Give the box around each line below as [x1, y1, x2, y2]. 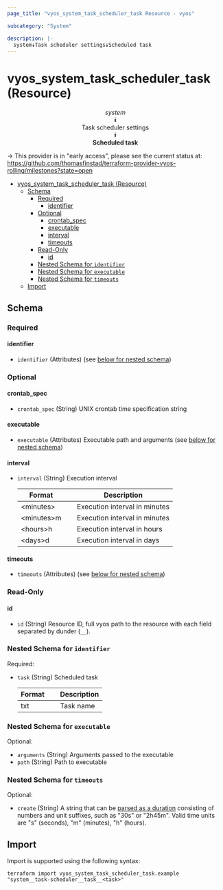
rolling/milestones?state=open [7, 167, 93, 175]
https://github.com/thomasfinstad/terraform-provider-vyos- [7, 159, 176, 167]
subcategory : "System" [7, 22, 72, 30]
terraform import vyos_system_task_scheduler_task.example [7, 870, 180, 878]
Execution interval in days [76, 536, 160, 545]
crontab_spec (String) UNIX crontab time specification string [16, 404, 187, 413]
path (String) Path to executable [16, 758, 108, 766]
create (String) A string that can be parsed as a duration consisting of [16, 804, 214, 812]
